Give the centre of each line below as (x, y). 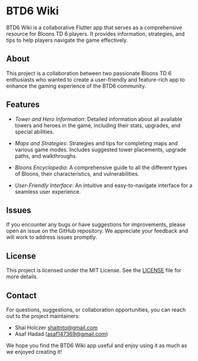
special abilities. (34, 132)
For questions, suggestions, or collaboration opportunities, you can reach (96, 310)
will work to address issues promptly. (52, 237)
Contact (21, 295)
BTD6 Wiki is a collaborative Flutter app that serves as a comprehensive (94, 27)
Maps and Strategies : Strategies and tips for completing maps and (96, 143)
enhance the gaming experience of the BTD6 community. (76, 86)
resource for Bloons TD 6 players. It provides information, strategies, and (95, 33)
